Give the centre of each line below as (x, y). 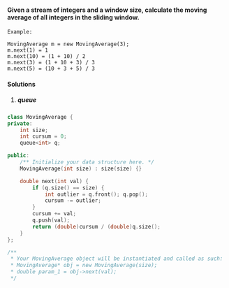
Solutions (22, 84)
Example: (20, 32)
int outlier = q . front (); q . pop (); (96, 194)
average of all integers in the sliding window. (73, 17)
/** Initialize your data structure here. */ (87, 162)
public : (19, 156)
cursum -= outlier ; (73, 201)
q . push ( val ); (51, 220)
